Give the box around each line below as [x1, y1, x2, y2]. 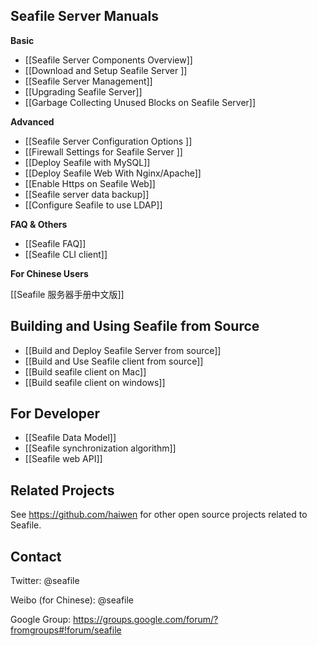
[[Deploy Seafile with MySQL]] [24, 156, 151, 168]
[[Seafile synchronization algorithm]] [24, 442, 177, 454]
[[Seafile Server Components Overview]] [24, 54, 193, 66]
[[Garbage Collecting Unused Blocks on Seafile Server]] [24, 96, 257, 108]
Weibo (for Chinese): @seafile [10, 594, 135, 606]
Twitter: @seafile [10, 575, 80, 587]
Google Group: [10, 614, 72, 626]
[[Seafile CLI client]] [24, 248, 108, 260]
